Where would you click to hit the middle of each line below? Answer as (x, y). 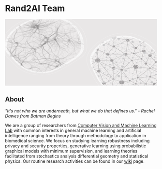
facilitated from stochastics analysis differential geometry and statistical (77, 156)
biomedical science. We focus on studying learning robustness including (77, 141)
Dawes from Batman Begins (33, 116)
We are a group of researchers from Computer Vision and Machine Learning (81, 126)
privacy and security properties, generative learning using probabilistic (76, 146)
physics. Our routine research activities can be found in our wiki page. (75, 161)
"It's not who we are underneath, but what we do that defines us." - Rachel (80, 111)
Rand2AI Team (35, 8)
